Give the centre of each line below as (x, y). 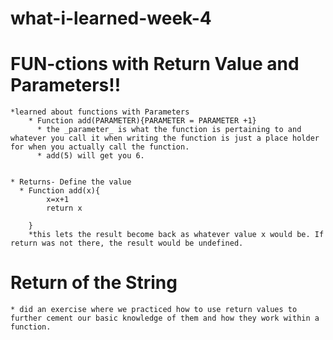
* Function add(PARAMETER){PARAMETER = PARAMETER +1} (142, 121)
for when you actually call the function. (100, 147)
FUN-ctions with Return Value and (155, 64)
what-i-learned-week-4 (111, 18)
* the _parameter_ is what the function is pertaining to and (169, 130)
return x (64, 208)
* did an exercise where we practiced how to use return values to (154, 310)
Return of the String (94, 283)
